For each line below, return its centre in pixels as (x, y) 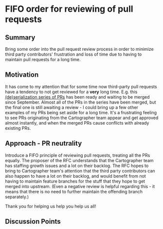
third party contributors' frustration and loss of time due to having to (73, 54)
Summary (20, 37)
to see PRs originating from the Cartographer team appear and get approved (82, 118)
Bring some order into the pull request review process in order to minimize (80, 49)
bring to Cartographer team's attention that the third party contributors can (80, 171)
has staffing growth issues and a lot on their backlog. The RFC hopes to (77, 166)
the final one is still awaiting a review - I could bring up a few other (72, 107)
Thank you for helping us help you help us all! (51, 206)
